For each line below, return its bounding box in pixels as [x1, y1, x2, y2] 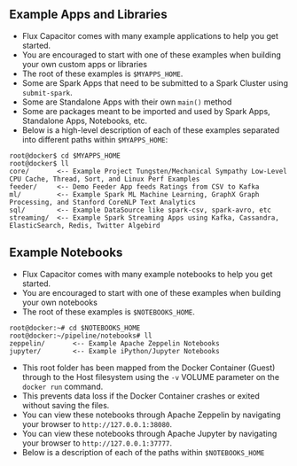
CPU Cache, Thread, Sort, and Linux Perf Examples [9, 175, 200, 183]
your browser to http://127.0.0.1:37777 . [21, 438, 173, 448]
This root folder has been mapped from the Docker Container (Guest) [21, 362, 276, 373]
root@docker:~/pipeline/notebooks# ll [9, 331, 152, 340]
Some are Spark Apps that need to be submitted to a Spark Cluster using [21, 77, 288, 88]
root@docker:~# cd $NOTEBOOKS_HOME [9, 323, 141, 332]
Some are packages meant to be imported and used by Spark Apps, [21, 105, 270, 116]
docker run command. [21, 381, 104, 392]
